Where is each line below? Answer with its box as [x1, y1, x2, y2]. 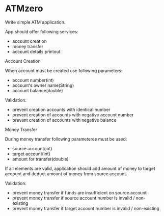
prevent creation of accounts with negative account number [12, 111, 134, 118]
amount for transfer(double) [12, 156, 69, 162]
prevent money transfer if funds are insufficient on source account [12, 189, 147, 195]
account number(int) [12, 77, 54, 83]
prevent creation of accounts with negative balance [12, 117, 117, 123]
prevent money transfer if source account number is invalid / [12, 195, 135, 201]
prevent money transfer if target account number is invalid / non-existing [12, 205, 160, 211]
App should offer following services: [5, 28, 79, 34]
